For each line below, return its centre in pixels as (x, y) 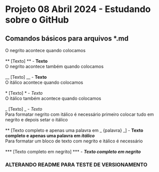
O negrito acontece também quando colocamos (54, 66)
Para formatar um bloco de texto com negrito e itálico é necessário (74, 141)
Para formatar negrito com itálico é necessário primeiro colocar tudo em (79, 114)
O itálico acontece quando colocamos (44, 82)
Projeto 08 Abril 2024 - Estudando (78, 9)
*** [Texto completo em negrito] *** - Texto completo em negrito (73, 152)
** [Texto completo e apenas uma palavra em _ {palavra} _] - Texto (74, 130)
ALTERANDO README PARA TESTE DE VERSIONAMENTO (76, 164)
